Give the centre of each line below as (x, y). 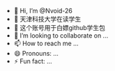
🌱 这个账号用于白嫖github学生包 (60, 27)
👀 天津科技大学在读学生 (47, 19)
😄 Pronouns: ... (36, 53)
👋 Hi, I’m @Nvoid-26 (43, 11)
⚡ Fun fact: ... (33, 61)
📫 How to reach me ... (46, 43)
